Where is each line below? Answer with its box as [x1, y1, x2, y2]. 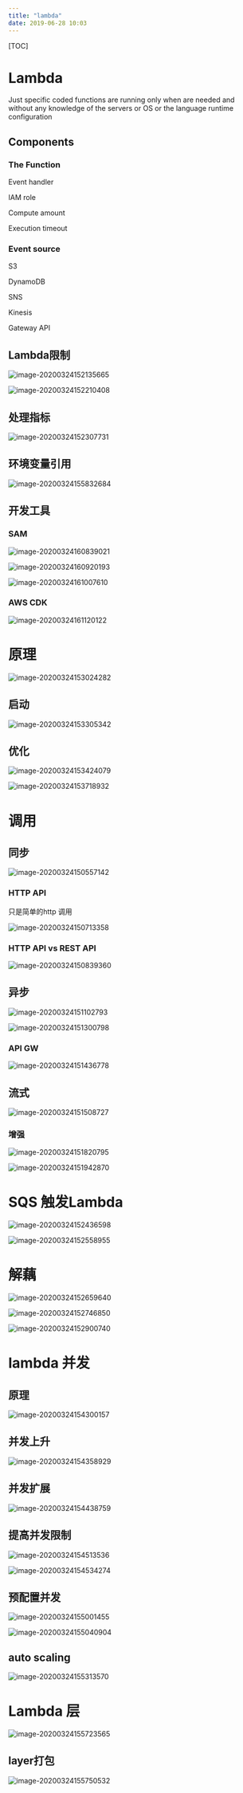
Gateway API [8, 324, 50, 333]
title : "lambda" [8, 11, 62, 20]
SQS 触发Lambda [8, 1193, 123, 1211]
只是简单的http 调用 [8, 906, 73, 916]
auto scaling [8, 1650, 71, 1664]
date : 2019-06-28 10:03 [8, 19, 88, 27]
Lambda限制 [8, 348, 70, 362]
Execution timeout [8, 224, 68, 233]
